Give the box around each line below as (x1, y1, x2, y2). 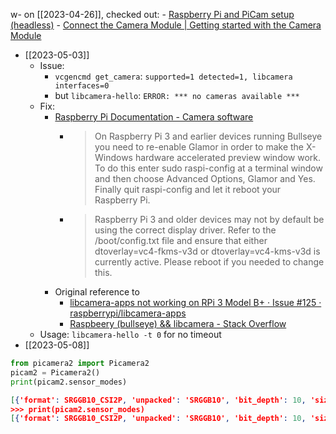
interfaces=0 (54, 81, 110, 91)
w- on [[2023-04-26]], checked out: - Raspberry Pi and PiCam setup (10, 9, 295, 20)
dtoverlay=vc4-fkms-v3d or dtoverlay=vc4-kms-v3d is (94, 245, 321, 257)
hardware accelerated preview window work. (134, 152, 322, 163)
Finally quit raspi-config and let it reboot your (94, 184, 282, 195)
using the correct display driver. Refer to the (94, 224, 277, 236)
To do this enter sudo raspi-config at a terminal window (94, 162, 323, 174)
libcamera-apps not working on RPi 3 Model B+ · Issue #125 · (69, 297, 322, 308)
